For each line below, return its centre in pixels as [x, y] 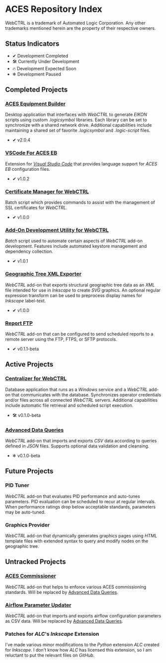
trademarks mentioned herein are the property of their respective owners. [81, 28]
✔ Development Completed [40, 56]
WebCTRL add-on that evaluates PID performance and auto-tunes [73, 496]
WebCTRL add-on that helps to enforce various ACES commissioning [76, 587]
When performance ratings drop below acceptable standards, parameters [81, 507]
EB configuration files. [28, 169]
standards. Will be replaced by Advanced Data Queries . [62, 592]
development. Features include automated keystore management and [76, 246]
